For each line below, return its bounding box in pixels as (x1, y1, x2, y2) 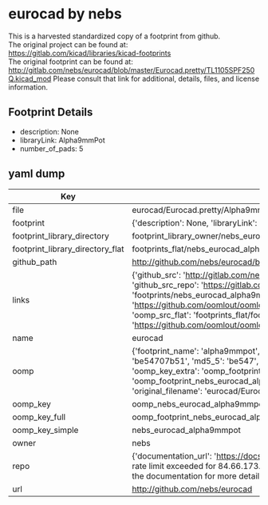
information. (8, 82, 49, 92)
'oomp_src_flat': (131, 309, 191, 320)
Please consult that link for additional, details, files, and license (53, 74, 260, 83)
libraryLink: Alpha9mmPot (19, 135, 105, 145)
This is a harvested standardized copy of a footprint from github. (8, 31, 221, 41)
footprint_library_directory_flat (12, 243, 124, 255)
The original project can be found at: (8, 39, 128, 49)
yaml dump (8, 167, 65, 181)
